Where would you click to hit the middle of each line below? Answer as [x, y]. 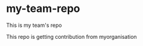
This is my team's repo [34, 25]
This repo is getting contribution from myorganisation [71, 36]
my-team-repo [43, 9]
